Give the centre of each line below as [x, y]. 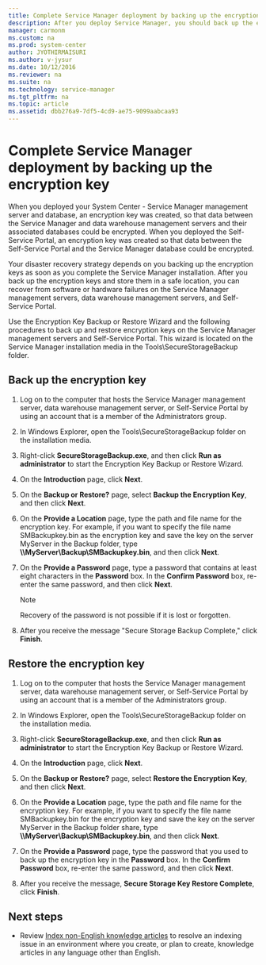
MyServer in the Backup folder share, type [89, 827]
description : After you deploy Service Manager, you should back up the [131, 23]
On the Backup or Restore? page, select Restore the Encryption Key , [133, 778]
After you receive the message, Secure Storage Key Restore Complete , [137, 883]
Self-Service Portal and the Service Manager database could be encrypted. [131, 248]
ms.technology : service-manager [61, 89]
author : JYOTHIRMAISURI [47, 52]
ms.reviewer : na [35, 75]
